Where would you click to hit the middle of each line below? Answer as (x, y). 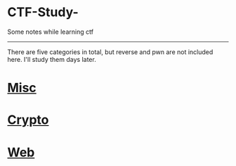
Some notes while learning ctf (50, 32)
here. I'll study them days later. (52, 59)
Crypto (28, 120)
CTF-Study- (43, 12)
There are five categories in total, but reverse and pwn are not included (110, 52)
